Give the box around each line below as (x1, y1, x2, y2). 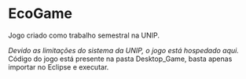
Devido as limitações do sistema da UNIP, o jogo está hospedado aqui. (8, 45, 240, 55)
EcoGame (8, 5, 73, 23)
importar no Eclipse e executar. (8, 62, 109, 71)
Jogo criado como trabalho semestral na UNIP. (8, 31, 160, 40)
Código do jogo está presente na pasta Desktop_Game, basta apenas (8, 54, 233, 63)
